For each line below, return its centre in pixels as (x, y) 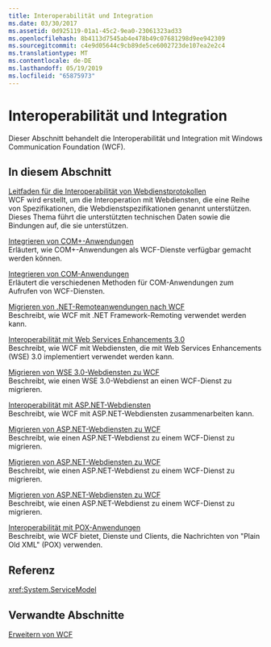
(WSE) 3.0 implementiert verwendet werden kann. (92, 357)
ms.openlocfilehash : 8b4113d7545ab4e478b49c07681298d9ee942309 (117, 38)
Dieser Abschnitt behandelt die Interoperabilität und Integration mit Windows (136, 138)
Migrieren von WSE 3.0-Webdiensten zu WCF (84, 373)
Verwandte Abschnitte (67, 615)
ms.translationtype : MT (48, 53)
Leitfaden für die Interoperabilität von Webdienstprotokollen (108, 191)
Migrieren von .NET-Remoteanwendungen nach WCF (97, 307)
